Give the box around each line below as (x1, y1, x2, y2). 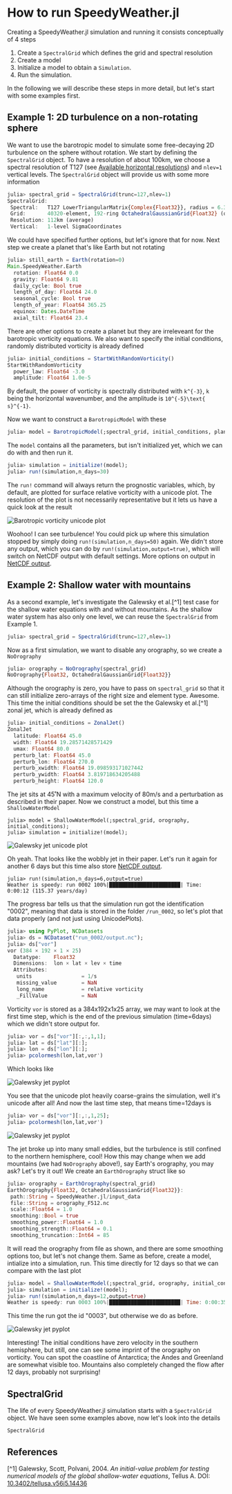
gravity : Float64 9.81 (13, 276, 79, 283)
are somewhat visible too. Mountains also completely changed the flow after (7, 1360, 224, 1369)
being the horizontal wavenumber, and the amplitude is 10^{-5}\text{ (7, 394, 206, 403)
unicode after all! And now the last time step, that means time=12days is (7, 1099, 212, 1107)
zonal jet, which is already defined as (7, 706, 113, 714)
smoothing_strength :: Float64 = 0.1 (10, 1225, 113, 1233)
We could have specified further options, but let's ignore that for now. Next (7, 236, 220, 244)
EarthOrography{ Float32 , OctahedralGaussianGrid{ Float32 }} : (7, 1186, 184, 1193)
